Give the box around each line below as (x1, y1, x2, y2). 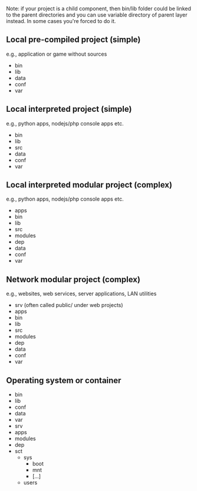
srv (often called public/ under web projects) (14, 302, 123, 309)
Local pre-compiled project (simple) (6, 35, 141, 45)
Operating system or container (6, 375, 122, 385)
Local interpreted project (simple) (6, 104, 132, 114)
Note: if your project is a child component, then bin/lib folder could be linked (6, 5, 192, 12)
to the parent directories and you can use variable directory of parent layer (6, 11, 188, 18)
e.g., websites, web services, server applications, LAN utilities (6, 290, 157, 298)
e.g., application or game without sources (6, 50, 107, 57)
